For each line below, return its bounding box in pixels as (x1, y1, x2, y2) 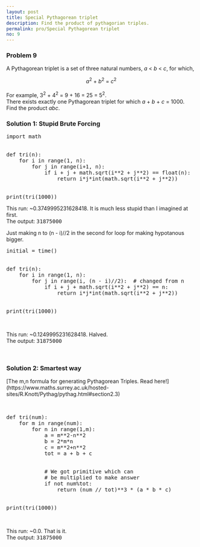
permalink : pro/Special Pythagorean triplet (6, 25, 120, 32)
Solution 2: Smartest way (6, 363, 82, 372)
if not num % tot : (44, 481, 92, 487)
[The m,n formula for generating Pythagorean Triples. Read (6, 378, 154, 385)
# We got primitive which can (44, 469, 134, 475)
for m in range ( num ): (19, 420, 83, 427)
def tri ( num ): (6, 414, 48, 421)
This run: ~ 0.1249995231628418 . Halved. (6, 331, 108, 338)
